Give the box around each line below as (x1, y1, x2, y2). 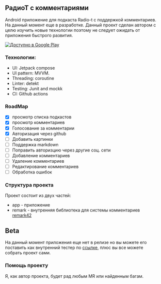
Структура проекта (5, 182, 54, 189)
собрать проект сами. (5, 250, 51, 256)
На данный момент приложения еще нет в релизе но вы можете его (5, 240, 147, 246)
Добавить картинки (12, 136, 53, 142)
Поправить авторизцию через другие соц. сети (12, 147, 111, 153)
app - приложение (12, 202, 50, 208)
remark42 (12, 212, 32, 218)
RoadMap (5, 103, 28, 110)
